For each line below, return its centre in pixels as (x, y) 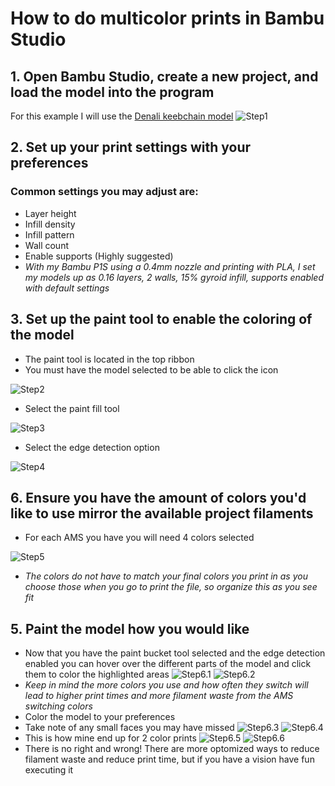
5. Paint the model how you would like (130, 628)
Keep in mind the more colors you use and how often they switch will (166, 685)
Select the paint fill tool (72, 408)
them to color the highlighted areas (97, 674)
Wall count (46, 245)
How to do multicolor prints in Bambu (167, 18)
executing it (49, 770)
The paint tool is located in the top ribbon (109, 359)
